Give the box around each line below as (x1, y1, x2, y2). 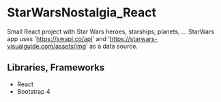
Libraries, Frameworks (7, 62, 105, 73)
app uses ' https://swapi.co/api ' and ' (7, 34, 110, 42)
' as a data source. (85, 42, 138, 50)
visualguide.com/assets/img (7, 42, 87, 50)
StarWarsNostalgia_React (7, 5, 157, 21)
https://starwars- (109, 34, 158, 42)
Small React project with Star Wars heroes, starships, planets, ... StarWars (7, 27, 215, 36)
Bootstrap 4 (16, 87, 50, 95)
